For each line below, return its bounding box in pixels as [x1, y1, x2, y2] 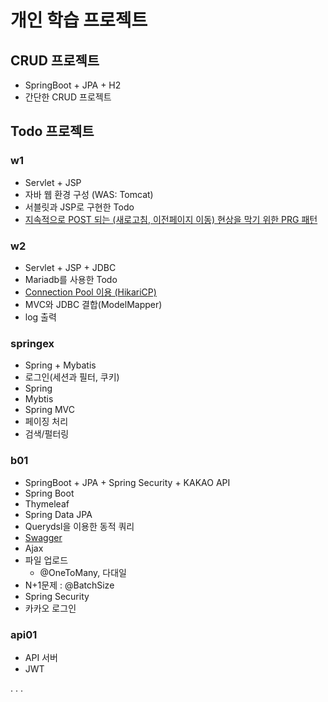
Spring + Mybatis [24, 359, 97, 371]
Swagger [24, 531, 63, 543]
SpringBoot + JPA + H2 [24, 79, 122, 91]
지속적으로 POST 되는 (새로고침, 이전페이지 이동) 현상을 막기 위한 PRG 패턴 [24, 213, 318, 225]
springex [10, 336, 55, 350]
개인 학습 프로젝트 [10, 9, 148, 32]
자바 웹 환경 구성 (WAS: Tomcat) [24, 188, 154, 200]
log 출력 [24, 311, 57, 323]
